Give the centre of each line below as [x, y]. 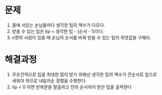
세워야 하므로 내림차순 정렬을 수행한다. [49, 80]
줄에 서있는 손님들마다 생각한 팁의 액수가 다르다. [58, 25]
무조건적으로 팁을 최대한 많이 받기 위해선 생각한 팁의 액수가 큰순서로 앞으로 [84, 74]
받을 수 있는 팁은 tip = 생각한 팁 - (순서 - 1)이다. [58, 31]
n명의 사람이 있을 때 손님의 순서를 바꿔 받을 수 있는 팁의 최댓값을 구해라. [81, 37]
